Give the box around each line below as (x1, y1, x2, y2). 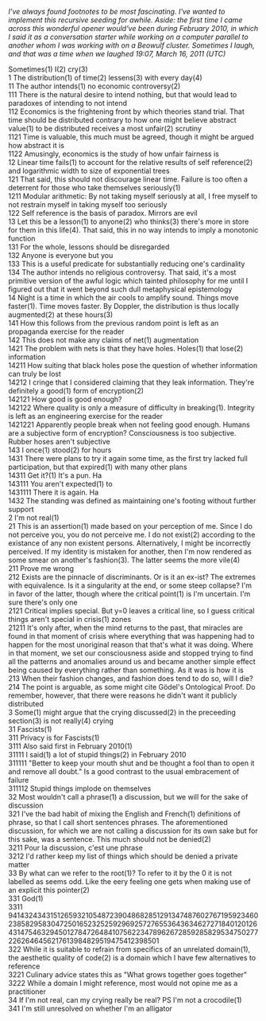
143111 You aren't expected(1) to (8, 479, 113, 488)
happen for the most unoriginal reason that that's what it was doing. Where (8, 640, 254, 649)
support (8, 505, 34, 514)
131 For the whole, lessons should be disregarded (8, 242, 170, 252)
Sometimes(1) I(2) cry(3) (8, 65, 89, 74)
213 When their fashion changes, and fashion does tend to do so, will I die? (8, 674, 253, 683)
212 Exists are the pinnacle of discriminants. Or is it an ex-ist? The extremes (8, 573, 256, 581)
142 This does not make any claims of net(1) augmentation (8, 335, 199, 345)
